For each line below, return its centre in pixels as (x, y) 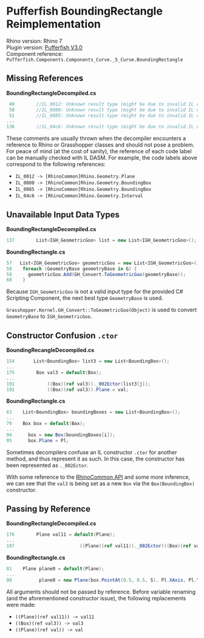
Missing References (45, 78)
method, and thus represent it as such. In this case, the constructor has (96, 459)
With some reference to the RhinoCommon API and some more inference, (98, 477)
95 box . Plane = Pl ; (38, 440)
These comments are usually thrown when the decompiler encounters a (96, 139)
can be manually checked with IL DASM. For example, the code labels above (102, 158)
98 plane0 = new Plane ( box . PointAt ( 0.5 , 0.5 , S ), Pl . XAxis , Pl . (102, 580)
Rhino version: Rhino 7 (34, 41)
